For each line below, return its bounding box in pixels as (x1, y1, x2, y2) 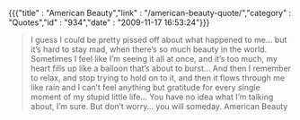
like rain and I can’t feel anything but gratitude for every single (30, 82, 261, 92)
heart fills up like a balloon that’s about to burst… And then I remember (30, 63, 292, 73)
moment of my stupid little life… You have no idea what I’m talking (30, 91, 274, 102)
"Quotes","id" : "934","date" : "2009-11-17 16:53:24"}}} (8, 17, 210, 28)
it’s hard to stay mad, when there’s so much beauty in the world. (30, 44, 267, 55)
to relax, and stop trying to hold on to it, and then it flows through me (30, 73, 285, 83)
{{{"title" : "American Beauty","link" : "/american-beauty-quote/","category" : (8, 8, 292, 18)
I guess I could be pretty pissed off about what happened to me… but (30, 35, 287, 45)
